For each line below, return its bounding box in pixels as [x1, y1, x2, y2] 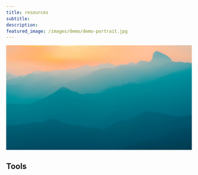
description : [6, 22, 38, 28]
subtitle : [6, 15, 31, 22]
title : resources [6, 9, 49, 15]
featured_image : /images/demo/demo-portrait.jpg [6, 28, 128, 34]
